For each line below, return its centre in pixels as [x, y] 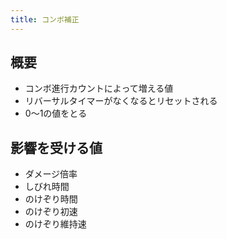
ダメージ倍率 [51, 174]
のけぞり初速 [51, 212]
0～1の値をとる [56, 113]
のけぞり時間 [51, 199]
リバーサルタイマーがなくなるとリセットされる [121, 101]
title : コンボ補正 [45, 19]
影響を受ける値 [56, 147]
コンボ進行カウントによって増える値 [99, 88]
